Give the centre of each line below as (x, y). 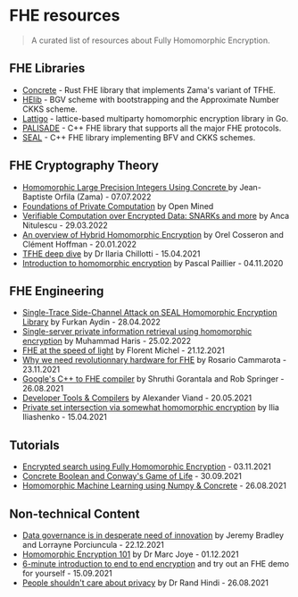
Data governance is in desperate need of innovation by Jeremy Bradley (153, 535)
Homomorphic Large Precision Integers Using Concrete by (130, 187)
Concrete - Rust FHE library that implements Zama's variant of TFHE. (149, 89)
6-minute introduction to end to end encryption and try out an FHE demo (156, 563)
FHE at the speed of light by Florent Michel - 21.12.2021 (123, 350)
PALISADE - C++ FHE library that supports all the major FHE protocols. (152, 128)
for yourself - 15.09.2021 (67, 573)
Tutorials (34, 445)
